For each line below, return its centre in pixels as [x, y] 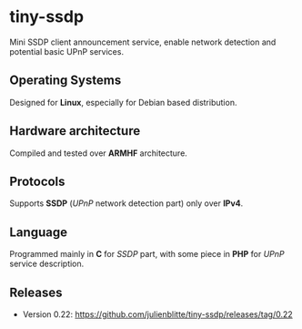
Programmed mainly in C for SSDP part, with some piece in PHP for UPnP [147, 254]
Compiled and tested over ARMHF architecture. [99, 153]
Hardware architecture [75, 131]
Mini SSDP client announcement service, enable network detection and [143, 42]
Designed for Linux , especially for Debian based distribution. [123, 102]
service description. [47, 264]
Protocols [37, 181]
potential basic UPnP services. [67, 51]
